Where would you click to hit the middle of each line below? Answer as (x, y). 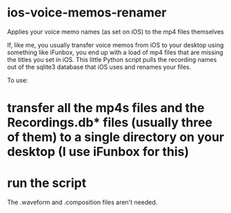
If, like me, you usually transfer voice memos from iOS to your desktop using (115, 45)
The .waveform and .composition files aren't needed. (82, 202)
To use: (18, 80)
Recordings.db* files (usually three (110, 123)
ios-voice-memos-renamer (87, 13)
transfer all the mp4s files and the (106, 108)
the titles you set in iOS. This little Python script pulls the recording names (112, 59)
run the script (47, 183)
